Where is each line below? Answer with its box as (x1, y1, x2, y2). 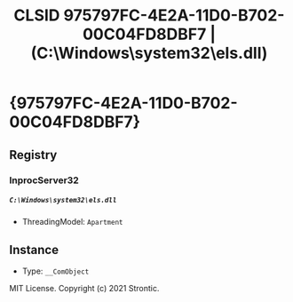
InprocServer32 (9, 174, 80, 187)
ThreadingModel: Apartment (21, 217, 123, 227)
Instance (9, 242, 59, 258)
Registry (9, 147, 58, 163)
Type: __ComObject (21, 266, 90, 276)
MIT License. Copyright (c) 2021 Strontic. (9, 283, 160, 294)
